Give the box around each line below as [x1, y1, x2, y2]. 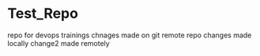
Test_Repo [7, 5, 78, 23]
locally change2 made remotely [7, 38, 110, 47]
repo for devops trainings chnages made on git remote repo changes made [7, 30, 252, 40]
